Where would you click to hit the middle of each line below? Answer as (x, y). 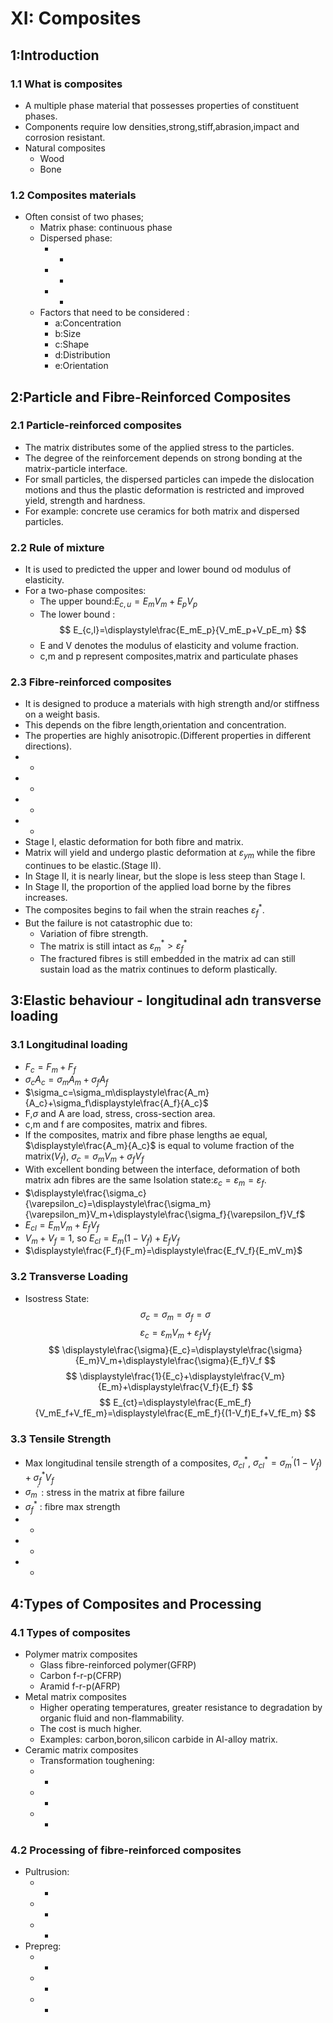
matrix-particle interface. (76, 468)
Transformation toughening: (97, 1761)
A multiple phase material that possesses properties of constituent (161, 105)
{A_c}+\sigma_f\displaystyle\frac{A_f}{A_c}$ (116, 1103)
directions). (48, 746)
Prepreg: (43, 1946)
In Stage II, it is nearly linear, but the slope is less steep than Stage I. (165, 876)
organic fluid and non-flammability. (112, 1718)
